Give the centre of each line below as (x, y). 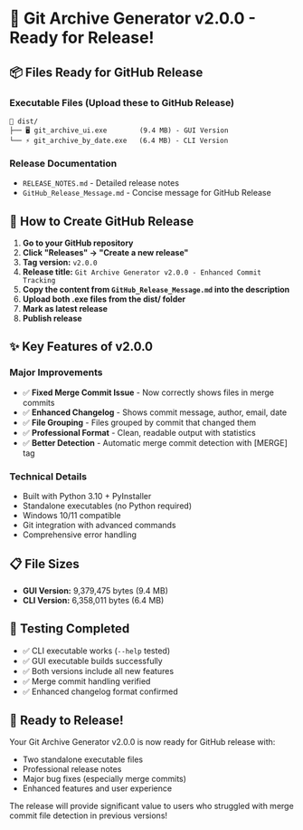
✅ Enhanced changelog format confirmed (100, 691)
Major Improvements (56, 372)
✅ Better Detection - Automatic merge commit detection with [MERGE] (155, 442)
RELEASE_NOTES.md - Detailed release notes (100, 183)
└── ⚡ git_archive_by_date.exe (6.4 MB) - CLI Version (119, 140)
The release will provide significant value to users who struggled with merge (151, 806)
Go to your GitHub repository (78, 243)
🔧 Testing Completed (70, 629)
